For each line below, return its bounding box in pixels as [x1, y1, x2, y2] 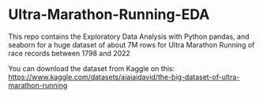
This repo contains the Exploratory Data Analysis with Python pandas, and [8, 32, 250, 41]
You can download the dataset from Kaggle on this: [8, 63, 175, 73]
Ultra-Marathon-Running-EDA [8, 6, 210, 24]
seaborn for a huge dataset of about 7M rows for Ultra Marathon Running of [8, 40, 255, 49]
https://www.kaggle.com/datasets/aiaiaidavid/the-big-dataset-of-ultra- [8, 72, 240, 81]
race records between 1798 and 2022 [8, 48, 130, 58]
